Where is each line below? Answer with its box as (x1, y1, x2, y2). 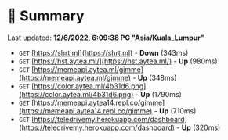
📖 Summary (7, 7, 85, 25)
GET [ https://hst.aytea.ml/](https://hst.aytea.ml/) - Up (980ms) (18, 56, 218, 66)
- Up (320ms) (176, 123, 221, 132)
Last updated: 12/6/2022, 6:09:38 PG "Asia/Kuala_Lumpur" (7, 33, 204, 42)
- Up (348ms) (132, 73, 177, 82)
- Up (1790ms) (135, 89, 182, 99)
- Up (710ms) (154, 106, 197, 116)
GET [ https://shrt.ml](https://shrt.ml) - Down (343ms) (18, 48, 189, 57)
